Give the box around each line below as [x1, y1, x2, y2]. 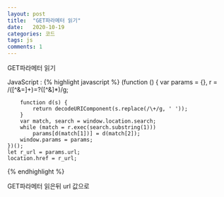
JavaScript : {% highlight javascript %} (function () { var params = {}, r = [7, 78, 218, 86]
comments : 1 [7, 43, 42, 50]
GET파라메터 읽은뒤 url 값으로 [7, 182, 90, 190]
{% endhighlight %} [7, 167, 65, 176]
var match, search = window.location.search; [20, 118, 157, 125]
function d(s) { [20, 99, 69, 106]
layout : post [7, 10, 46, 18]
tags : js [7, 37, 33, 44]
